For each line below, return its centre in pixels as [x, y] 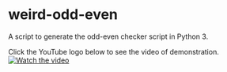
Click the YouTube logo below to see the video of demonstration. [114, 51]
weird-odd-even [63, 15]
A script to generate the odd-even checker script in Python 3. [108, 36]
